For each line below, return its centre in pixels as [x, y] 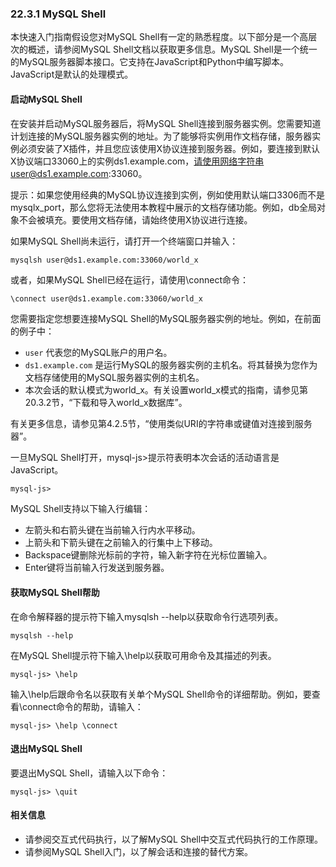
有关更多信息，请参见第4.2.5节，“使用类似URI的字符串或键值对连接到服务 [161, 424]
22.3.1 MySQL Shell [58, 14]
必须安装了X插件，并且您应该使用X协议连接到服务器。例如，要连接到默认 [169, 148]
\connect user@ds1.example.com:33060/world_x [106, 299]
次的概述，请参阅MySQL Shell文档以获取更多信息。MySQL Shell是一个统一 [164, 49]
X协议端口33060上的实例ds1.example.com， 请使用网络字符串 [137, 161]
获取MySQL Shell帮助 [55, 592]
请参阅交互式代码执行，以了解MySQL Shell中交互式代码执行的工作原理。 [174, 839]
